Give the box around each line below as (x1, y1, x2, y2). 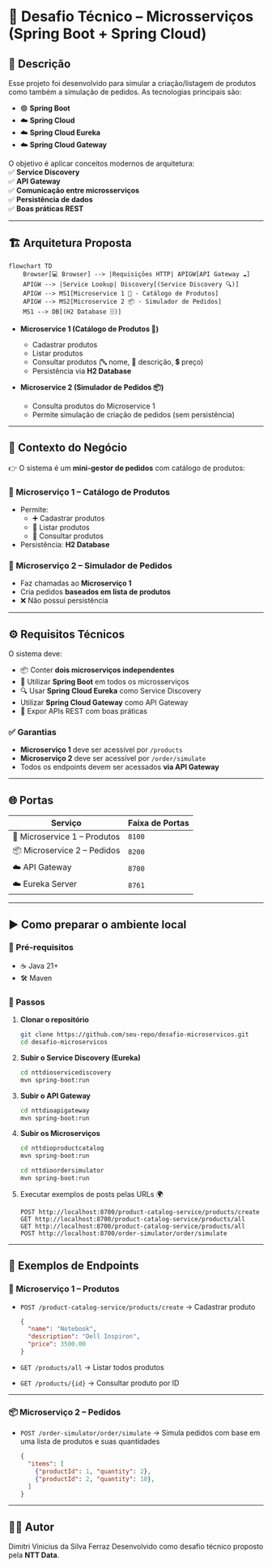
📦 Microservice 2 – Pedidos (12, 844, 121, 856)
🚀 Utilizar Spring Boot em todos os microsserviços (19, 677, 189, 687)
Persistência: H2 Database (19, 539, 110, 549)
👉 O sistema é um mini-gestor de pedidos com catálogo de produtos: (8, 463, 245, 473)
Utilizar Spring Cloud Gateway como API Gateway (19, 698, 189, 707)
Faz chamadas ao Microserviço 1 (19, 578, 132, 588)
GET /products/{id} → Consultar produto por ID (19, 1378, 180, 1388)
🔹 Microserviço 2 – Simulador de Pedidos (8, 559, 172, 571)
